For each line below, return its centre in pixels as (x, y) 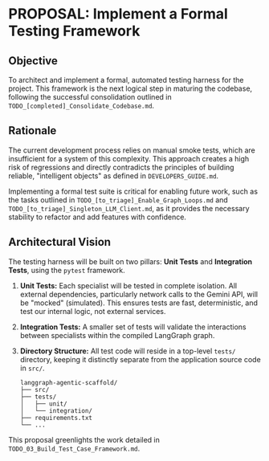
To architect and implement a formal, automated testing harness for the (126, 80)
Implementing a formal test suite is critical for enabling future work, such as (133, 191)
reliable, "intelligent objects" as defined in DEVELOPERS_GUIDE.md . (114, 175)
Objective (33, 61)
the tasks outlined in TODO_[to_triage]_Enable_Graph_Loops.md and (118, 200)
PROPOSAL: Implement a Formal (118, 14)
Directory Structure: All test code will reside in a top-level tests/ (128, 351)
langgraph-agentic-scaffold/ (69, 382)
